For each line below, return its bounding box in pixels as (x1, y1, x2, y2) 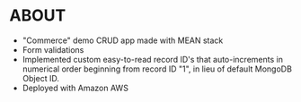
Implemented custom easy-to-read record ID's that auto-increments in (22, 54, 283, 64)
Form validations (22, 44, 84, 55)
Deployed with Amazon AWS (22, 82, 128, 93)
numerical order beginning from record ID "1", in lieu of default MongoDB (22, 64, 292, 74)
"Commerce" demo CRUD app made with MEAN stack (22, 35, 224, 46)
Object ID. (22, 72, 60, 83)
